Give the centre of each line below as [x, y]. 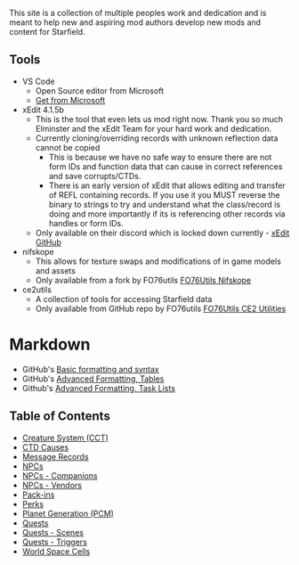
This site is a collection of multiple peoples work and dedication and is [138, 13]
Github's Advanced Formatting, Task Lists [99, 388]
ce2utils [36, 290]
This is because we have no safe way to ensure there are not [160, 157]
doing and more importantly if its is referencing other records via [167, 214]
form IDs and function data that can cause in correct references [166, 166]
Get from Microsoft [70, 100]
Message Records [55, 456]
